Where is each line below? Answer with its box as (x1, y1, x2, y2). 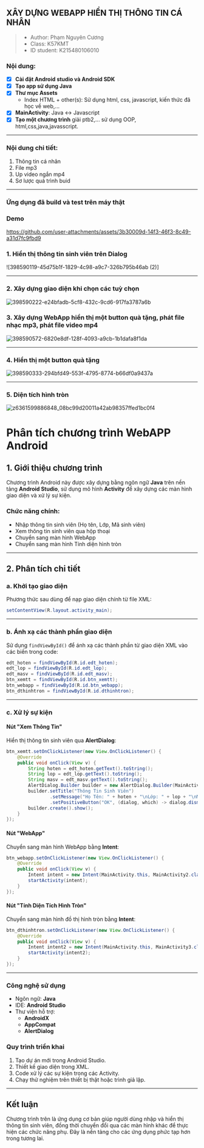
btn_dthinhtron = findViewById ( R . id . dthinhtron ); (6, 688, 135, 694)
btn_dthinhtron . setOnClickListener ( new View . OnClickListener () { (6, 927, 175, 933)
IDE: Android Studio (15, 1001, 66, 1009)
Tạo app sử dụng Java (15, 82, 72, 90)
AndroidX (24, 1015, 50, 1022)
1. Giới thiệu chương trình (6, 463, 103, 473)
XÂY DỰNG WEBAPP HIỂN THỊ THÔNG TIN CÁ (6, 8, 183, 18)
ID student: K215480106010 (30, 46, 100, 54)
